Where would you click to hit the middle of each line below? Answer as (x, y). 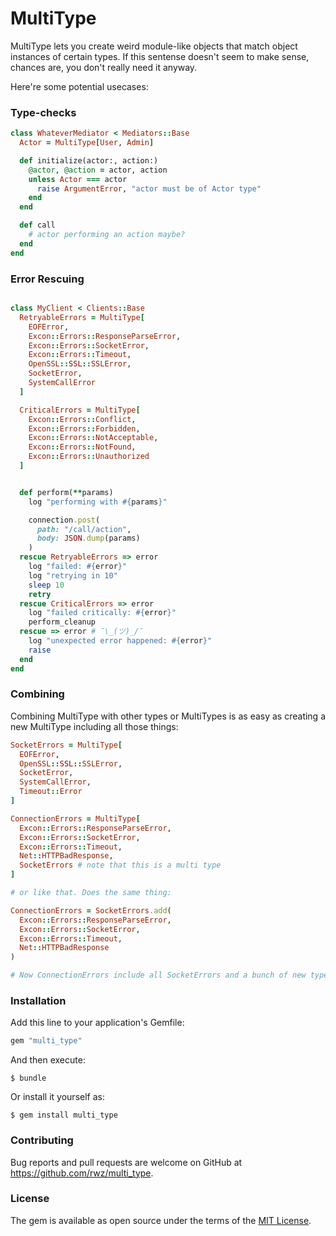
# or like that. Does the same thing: (91, 893)
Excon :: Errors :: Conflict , (82, 419)
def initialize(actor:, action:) (89, 160)
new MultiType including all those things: (94, 726)
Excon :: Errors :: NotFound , (82, 447)
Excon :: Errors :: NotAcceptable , (93, 438)
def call (37, 225)
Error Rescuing (47, 279)
